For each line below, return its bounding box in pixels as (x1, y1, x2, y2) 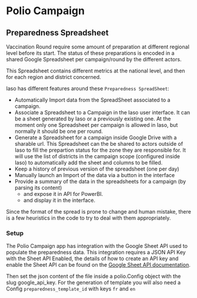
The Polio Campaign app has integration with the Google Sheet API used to (6, 243, 188, 250)
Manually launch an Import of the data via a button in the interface (14, 172, 175, 178)
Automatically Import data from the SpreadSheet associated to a (14, 96, 171, 103)
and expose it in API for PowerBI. (23, 191, 103, 197)
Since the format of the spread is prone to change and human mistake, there (6, 208, 191, 215)
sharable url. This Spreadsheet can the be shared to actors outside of (14, 140, 183, 147)
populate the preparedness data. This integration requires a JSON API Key (6, 249, 186, 256)
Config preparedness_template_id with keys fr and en (6, 285, 136, 293)
